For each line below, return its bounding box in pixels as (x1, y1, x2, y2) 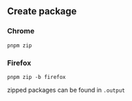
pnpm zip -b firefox (7, 73, 67, 80)
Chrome (7, 26, 35, 36)
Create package (7, 6, 77, 17)
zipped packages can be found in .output (7, 86, 125, 94)
